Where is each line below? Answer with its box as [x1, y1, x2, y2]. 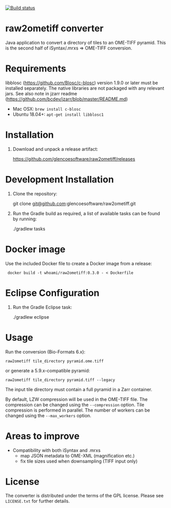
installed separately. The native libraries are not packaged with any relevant [5, 85, 164, 91]
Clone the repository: [12, 190, 58, 196]
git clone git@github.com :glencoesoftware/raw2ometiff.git [12, 200, 136, 207]
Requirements [5, 63, 66, 74]
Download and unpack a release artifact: [12, 146, 99, 152]
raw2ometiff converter [5, 23, 104, 34]
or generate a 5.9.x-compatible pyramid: [5, 367, 90, 373]
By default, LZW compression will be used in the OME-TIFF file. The [5, 396, 148, 402]
